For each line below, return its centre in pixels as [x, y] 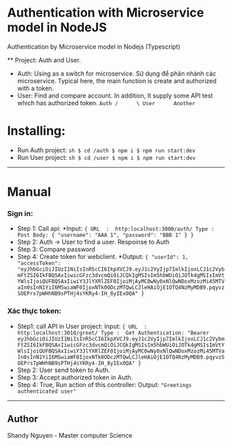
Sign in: [20, 213]
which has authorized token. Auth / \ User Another [106, 102]
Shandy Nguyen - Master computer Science [70, 436]
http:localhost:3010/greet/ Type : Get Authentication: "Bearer [113, 333]
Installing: [36, 131]
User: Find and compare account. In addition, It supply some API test [115, 96]
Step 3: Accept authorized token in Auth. [75, 377]
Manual [29, 192]
